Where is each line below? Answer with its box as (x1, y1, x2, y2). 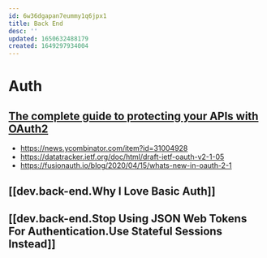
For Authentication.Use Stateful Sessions (8, 224, 223, 238)
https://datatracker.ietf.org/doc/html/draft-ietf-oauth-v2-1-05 (19, 152, 225, 162)
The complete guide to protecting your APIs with (8, 109, 259, 123)
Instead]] (8, 237, 56, 251)
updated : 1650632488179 (8, 34, 89, 43)
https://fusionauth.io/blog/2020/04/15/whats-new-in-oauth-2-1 (19, 161, 233, 170)
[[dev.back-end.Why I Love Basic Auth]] (8, 184, 216, 198)
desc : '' (8, 27, 38, 35)
